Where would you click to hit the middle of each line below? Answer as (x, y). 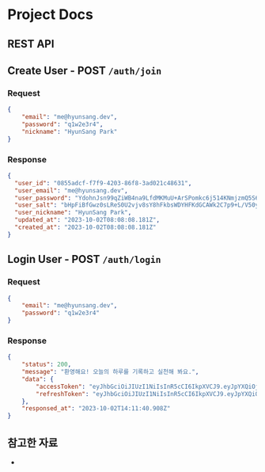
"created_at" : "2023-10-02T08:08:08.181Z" (85, 227)
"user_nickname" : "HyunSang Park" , (73, 213)
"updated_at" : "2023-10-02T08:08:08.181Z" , (87, 220)
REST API (31, 44)
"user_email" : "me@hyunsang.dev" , (71, 190)
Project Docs (51, 15)
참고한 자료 (33, 442)
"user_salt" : (36, 205)
